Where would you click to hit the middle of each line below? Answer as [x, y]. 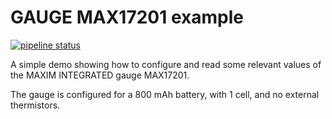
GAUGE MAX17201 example [127, 17]
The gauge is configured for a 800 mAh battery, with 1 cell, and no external [165, 94]
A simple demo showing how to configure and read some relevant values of [166, 64]
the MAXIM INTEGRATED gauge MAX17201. [100, 75]
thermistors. [35, 105]
